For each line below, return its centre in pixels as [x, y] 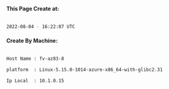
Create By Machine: [32, 40]
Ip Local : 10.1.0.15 [35, 81]
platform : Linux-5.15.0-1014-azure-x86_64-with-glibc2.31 [85, 70]
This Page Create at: [33, 9]
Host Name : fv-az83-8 [35, 59]
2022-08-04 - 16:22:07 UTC [41, 27]
